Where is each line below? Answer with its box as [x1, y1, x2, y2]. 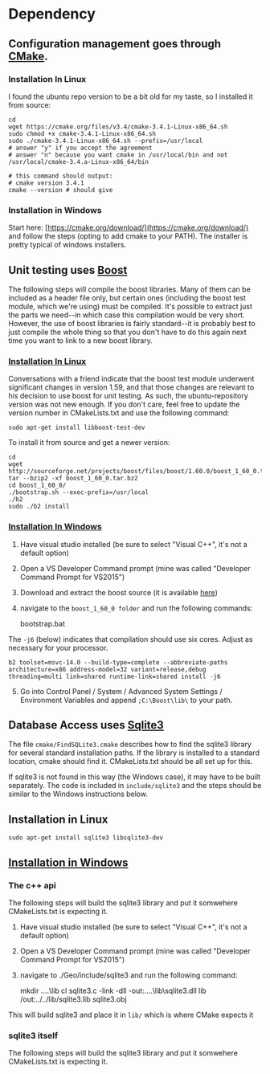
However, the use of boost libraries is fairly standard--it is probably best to [8, 318, 256, 328]
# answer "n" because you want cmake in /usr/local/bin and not [8, 150, 228, 159]
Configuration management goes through [8, 37, 222, 51]
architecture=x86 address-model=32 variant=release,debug [8, 665, 207, 673]
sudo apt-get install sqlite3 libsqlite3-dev [8, 834, 163, 842]
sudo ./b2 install [8, 503, 70, 511]
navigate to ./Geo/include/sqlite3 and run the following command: [19, 970, 238, 980]
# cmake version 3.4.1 [8, 178, 84, 187]
